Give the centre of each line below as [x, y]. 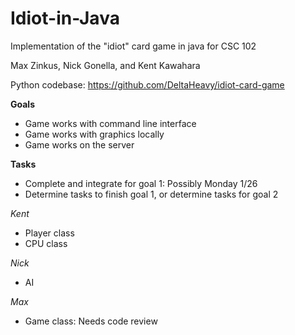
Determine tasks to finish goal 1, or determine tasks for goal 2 [151, 194]
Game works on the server [79, 144]
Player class [49, 233]
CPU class [46, 243]
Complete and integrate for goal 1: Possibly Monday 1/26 [141, 183]
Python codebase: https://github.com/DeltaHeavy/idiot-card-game [147, 84]
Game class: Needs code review [91, 321]
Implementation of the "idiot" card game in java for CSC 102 [133, 46]
